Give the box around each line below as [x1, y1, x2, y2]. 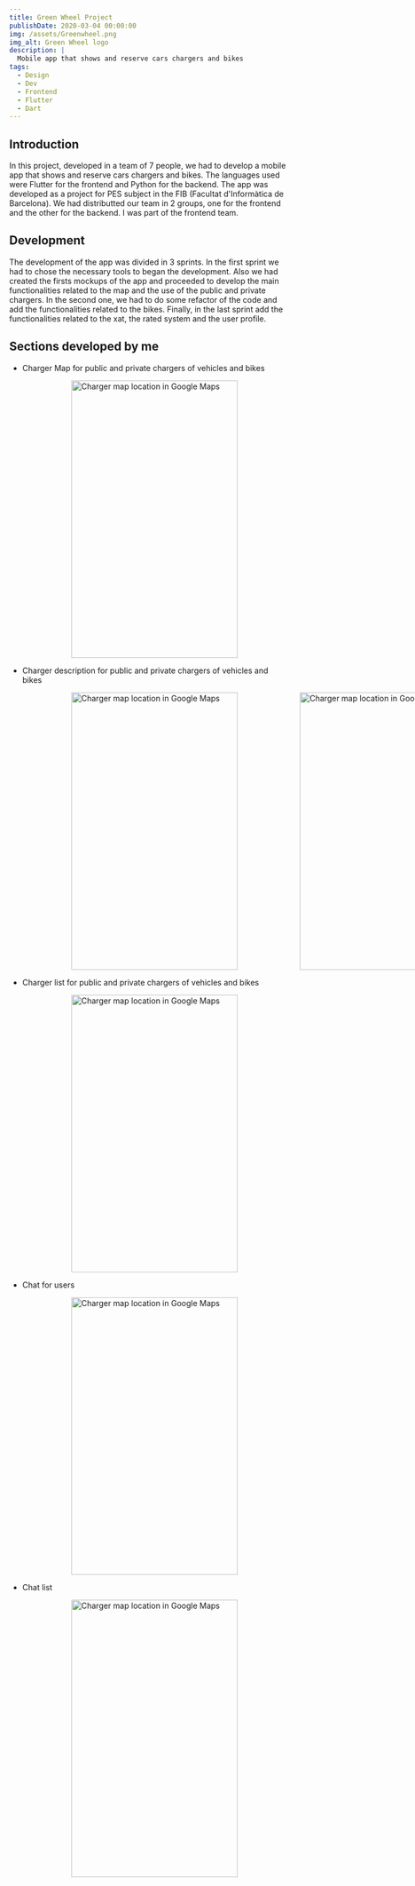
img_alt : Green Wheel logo [9, 37, 109, 47]
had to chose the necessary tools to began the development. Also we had [9, 265, 278, 276]
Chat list [21, 1581, 53, 1592]
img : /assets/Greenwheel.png [9, 29, 117, 38]
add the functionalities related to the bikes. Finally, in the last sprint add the [9, 304, 284, 314]
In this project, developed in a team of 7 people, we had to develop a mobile [9, 161, 286, 171]
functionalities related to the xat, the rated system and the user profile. [9, 313, 267, 324]
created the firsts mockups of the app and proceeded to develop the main [9, 275, 279, 286]
